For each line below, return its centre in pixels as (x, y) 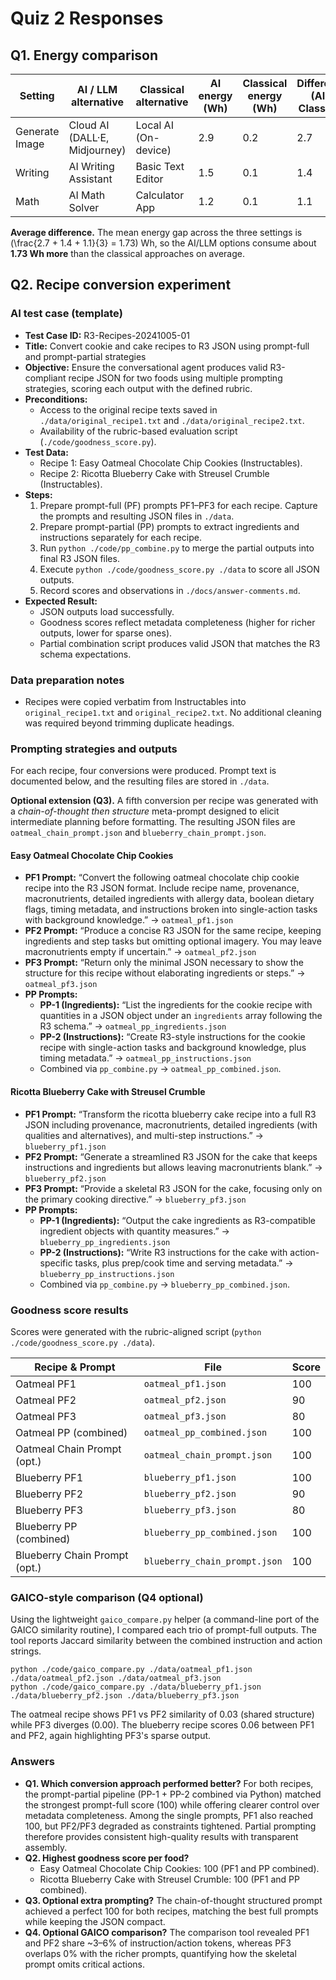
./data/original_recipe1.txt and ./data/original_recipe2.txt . (172, 420)
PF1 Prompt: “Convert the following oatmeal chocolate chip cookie (162, 878)
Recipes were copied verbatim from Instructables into (135, 701)
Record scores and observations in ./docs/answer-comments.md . (170, 590)
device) (153, 150)
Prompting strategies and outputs (94, 749)
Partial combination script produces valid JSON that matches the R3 (180, 643)
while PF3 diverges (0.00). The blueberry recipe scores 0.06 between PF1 (162, 1725)
